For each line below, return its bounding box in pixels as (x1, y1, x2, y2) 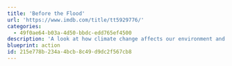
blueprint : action (7, 42, 60, 49)
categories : (7, 23, 42, 30)
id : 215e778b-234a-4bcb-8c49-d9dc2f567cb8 (7, 49, 132, 56)
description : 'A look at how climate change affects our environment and (7, 36, 226, 43)
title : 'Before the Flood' (7, 10, 85, 17)
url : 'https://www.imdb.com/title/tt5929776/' (7, 16, 144, 23)
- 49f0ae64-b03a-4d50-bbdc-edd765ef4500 (13, 29, 132, 36)
